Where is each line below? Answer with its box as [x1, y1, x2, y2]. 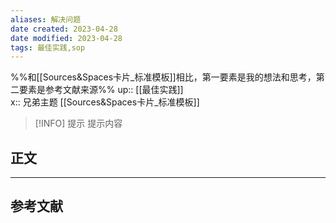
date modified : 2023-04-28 [10, 33, 123, 43]
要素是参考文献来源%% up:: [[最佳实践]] [18, 84, 184, 96]
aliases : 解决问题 [10, 14, 82, 25]
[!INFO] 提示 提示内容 [34, 117, 123, 130]
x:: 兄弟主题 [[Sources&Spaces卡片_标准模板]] [10, 96, 200, 108]
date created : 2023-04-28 [10, 24, 118, 34]
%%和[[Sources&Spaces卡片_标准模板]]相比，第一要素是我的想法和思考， [10, 71, 317, 83]
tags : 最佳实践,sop [10, 42, 86, 53]
